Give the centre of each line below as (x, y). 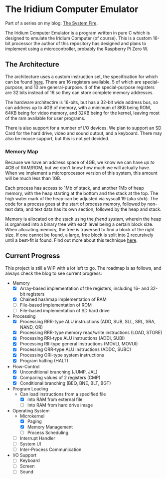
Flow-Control (26, 366)
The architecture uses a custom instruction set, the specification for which (82, 77)
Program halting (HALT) (44, 361)
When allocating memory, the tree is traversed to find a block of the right (80, 230)
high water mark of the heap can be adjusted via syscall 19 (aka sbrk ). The (82, 199)
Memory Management (50, 427)
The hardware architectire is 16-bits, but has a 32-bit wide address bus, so (82, 102)
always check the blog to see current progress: (54, 273)
